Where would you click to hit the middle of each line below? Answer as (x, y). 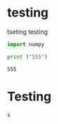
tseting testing (28, 32)
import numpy (26, 44)
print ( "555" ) (28, 56)
